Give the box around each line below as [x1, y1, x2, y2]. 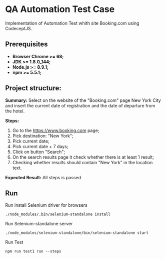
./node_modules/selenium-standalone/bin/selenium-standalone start [5, 230, 149, 235]
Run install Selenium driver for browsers [5, 202, 87, 208]
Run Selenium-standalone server [5, 221, 73, 227]
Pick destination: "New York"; [12, 133, 73, 139]
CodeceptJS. [5, 25, 32, 31]
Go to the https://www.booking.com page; [12, 127, 99, 134]
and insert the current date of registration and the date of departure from [5, 102, 155, 108]
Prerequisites [5, 40, 48, 49]
